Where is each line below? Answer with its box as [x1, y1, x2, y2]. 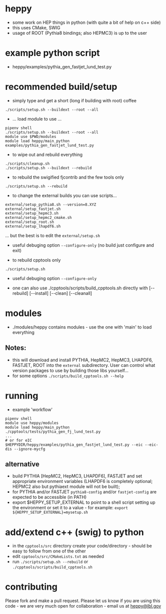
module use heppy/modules [5, 420, 58, 425]
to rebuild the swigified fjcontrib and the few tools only [12, 174, 124, 180]
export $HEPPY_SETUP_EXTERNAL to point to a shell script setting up [12, 499, 156, 505]
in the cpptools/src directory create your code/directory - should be [12, 543, 152, 549]
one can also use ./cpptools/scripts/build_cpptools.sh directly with [12, 285, 148, 291]
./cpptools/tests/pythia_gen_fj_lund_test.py [5, 429, 101, 434]
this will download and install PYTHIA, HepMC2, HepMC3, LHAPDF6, [12, 357, 153, 363]
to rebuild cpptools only [12, 257, 61, 263]
